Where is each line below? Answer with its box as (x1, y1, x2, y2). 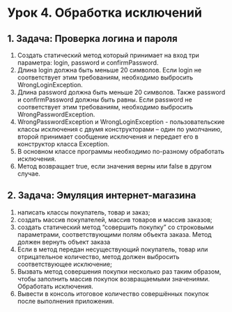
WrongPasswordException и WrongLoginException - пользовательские (17, 118, 225, 126)
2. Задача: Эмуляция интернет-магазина (7, 189, 196, 201)
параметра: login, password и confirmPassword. (17, 58, 159, 67)
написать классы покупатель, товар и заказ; (17, 208, 150, 217)
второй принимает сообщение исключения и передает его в (17, 132, 199, 141)
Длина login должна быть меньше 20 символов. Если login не (17, 66, 202, 74)
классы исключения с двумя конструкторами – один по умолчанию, (17, 125, 223, 133)
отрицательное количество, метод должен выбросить (17, 252, 180, 260)
